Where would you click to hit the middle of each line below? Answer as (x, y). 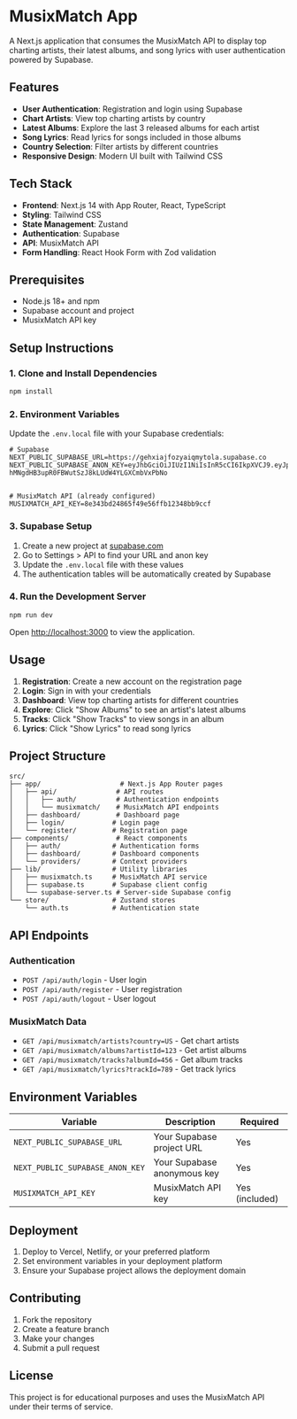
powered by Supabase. (51, 59)
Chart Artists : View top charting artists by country (114, 118)
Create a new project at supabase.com (92, 546)
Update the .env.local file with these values (103, 564)
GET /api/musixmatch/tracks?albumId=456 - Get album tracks (132, 1059)
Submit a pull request (61, 1347)
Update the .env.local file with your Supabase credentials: (117, 434)
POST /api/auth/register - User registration (102, 989)
